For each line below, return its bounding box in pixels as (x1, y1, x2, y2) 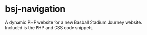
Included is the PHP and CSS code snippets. (5, 24, 94, 30)
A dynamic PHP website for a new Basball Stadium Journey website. (5, 19, 143, 25)
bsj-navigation (5, 3, 66, 15)
